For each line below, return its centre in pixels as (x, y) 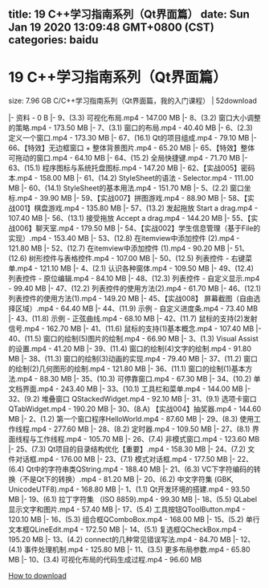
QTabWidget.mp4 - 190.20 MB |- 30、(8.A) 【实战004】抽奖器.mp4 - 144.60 (135, 409)
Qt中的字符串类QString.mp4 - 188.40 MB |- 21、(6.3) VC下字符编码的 (140, 469)
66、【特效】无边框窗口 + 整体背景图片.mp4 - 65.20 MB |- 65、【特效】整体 (132, 148)
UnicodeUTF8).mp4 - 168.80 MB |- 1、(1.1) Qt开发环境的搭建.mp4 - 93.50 (129, 489)
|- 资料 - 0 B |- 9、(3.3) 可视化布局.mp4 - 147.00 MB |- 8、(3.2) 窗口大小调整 (134, 118)
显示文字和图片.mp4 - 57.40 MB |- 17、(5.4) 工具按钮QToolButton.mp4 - (127, 509)
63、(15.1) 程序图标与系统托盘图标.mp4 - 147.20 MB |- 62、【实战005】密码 (132, 168)
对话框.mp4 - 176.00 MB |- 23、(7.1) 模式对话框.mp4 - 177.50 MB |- (125, 459)
